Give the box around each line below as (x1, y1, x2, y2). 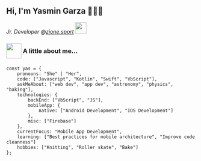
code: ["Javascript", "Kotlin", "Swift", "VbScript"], (17, 76, 158, 82)
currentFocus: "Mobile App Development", (17, 129, 122, 135)
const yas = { (6, 65, 42, 72)
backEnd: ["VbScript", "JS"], (28, 97, 104, 103)
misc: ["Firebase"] (28, 118, 77, 124)
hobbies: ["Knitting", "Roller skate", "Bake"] (17, 145, 138, 151)
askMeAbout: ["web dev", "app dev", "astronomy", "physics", (17, 82, 173, 88)
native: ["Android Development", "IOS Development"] (38, 108, 173, 114)
